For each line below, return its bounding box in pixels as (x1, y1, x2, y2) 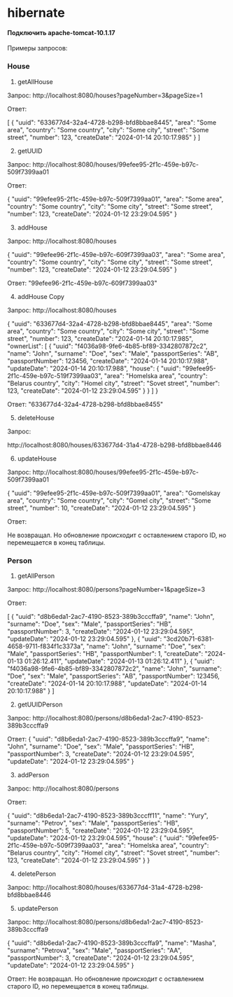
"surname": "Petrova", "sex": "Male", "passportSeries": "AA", (7, 946, 182, 954)
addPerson (17, 770, 50, 779)
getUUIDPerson (17, 700, 63, 709)
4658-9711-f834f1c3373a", (7, 642, 85, 650)
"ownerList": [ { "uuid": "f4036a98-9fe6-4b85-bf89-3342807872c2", (7, 342, 208, 350)
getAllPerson (17, 571, 55, 580)
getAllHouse (17, 77, 54, 85)
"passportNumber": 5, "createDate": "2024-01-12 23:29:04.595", (7, 826, 195, 835)
